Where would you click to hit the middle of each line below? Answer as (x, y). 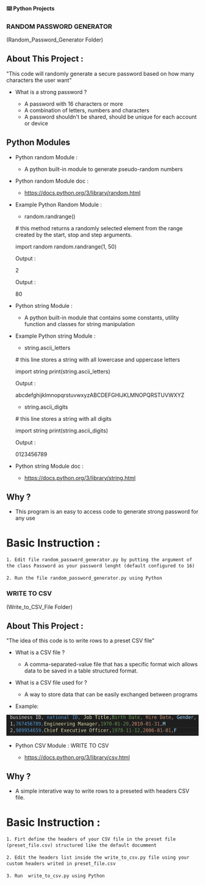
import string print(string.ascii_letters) (63, 371)
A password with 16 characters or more (74, 104)
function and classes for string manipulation (80, 324)
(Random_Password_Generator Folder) (55, 40)
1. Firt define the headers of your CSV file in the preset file (91, 839)
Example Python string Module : (55, 336)
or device (36, 123)
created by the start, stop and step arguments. (74, 235)
